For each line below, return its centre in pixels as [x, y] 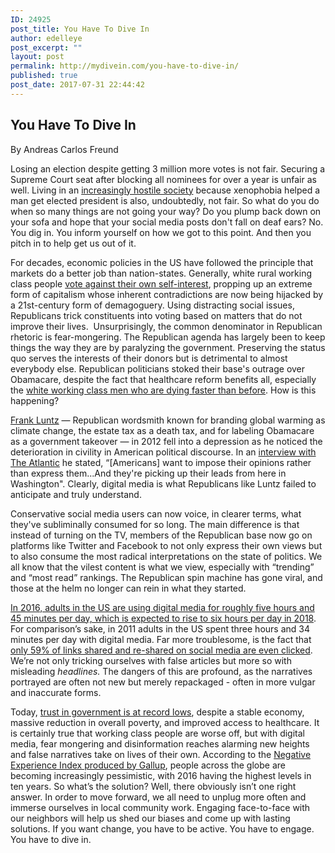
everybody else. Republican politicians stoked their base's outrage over [158, 368]
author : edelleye [46, 38]
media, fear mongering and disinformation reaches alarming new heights [160, 743]
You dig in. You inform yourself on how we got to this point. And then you [161, 232]
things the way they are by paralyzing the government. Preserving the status [168, 347]
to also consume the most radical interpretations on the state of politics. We [166, 556]
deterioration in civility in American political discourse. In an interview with [163, 452]
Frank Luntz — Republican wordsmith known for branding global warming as [168, 420]
